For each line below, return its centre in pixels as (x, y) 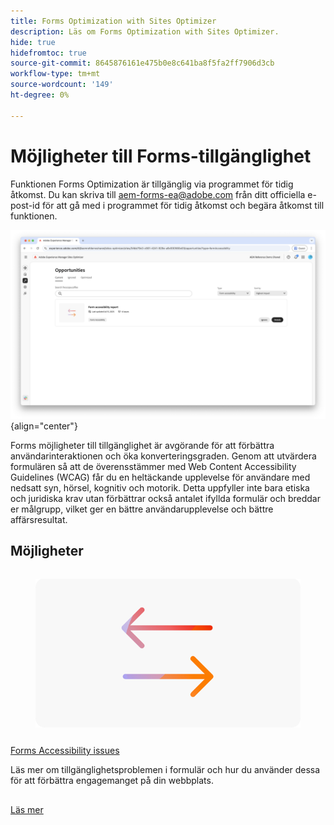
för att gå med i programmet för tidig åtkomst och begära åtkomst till (183, 205)
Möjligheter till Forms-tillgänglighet (161, 156)
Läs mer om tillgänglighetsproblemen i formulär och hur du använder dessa (165, 770)
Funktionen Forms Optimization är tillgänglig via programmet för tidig (152, 184)
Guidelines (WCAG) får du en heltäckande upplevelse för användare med (160, 477)
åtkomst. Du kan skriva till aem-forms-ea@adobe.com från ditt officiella (158, 194)
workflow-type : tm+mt (55, 74)
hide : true (33, 42)
